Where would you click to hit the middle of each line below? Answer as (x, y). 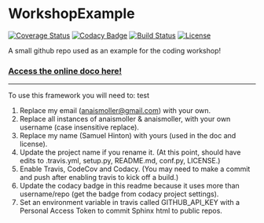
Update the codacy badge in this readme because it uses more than (129, 186)
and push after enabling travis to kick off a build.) (99, 177)
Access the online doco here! (65, 71)
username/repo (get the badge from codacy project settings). (119, 194)
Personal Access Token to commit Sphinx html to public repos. (121, 211)
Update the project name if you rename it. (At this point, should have (130, 152)
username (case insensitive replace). (79, 127)
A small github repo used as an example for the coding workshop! (115, 50)
